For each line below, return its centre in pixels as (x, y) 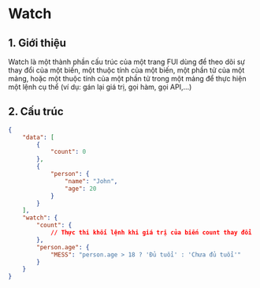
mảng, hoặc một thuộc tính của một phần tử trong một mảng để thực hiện (127, 79)
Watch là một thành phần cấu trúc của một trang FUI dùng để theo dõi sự (127, 62)
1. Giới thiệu (37, 43)
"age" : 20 (80, 189)
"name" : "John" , (91, 181)
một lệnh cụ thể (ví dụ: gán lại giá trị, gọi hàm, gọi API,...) (100, 87)
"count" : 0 (68, 152)
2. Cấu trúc (36, 112)
